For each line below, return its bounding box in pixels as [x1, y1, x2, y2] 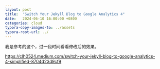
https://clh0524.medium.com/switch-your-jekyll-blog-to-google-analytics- [5, 53, 156, 59]
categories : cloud [5, 20, 42, 26]
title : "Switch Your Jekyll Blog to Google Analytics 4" [5, 12, 125, 17]
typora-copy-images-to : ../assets [5, 25, 75, 30]
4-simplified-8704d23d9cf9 [5, 59, 62, 64]
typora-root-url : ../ [5, 30, 49, 34]
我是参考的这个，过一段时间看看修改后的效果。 [5, 44, 99, 49]
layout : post [5, 7, 32, 12]
